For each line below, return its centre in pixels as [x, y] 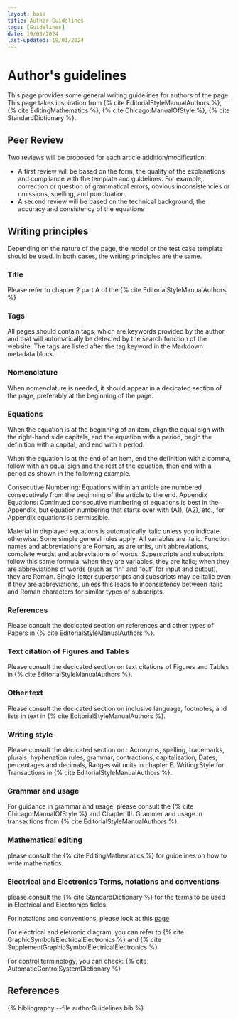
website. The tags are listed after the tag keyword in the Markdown [106, 346]
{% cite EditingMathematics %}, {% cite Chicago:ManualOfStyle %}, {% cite [119, 110]
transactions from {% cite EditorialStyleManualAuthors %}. [93, 821]
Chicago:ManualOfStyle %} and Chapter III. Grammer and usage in [105, 814]
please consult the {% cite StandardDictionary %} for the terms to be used [117, 897]
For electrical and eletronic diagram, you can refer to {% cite [96, 932]
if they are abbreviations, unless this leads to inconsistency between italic [115, 584]
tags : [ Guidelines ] [36, 27]
